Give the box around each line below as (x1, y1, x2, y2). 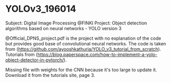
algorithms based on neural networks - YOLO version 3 (5, 25, 122, 31)
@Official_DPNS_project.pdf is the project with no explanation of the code (5, 35, 161, 41)
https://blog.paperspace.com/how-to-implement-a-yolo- (37, 51, 158, 58)
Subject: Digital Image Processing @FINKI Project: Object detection (5, 20, 147, 26)
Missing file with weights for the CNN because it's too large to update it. (5, 67, 157, 73)
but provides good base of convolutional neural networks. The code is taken (5, 40, 166, 46)
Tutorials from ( (5, 51, 38, 58)
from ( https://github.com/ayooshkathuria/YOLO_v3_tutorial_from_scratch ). (5, 46, 161, 52)
